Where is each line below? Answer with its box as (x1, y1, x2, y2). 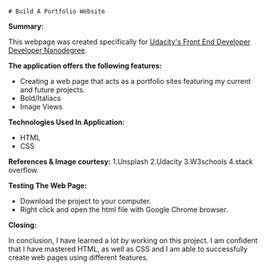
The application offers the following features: (8, 61, 162, 70)
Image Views (19, 102, 63, 111)
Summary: (8, 22, 44, 31)
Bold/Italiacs (19, 93, 62, 103)
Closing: (8, 220, 38, 229)
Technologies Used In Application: (8, 117, 125, 127)
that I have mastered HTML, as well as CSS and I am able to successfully (8, 244, 248, 253)
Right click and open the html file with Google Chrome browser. (19, 204, 228, 214)
